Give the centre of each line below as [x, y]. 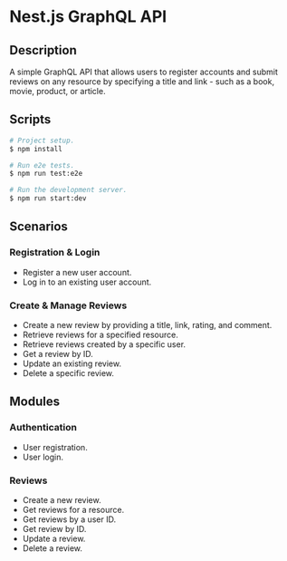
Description [43, 50]
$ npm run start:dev [48, 198]
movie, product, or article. [57, 91]
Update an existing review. [72, 363]
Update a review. [54, 539]
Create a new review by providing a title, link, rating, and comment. [147, 325]
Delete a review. [53, 548]
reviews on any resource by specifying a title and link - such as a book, [142, 82]
